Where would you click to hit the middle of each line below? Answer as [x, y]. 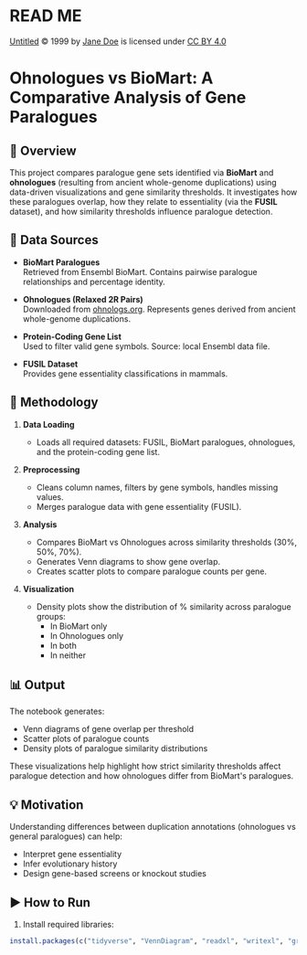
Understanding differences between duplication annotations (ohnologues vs [153, 827]
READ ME [46, 16]
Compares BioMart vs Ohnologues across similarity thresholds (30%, [166, 542]
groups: [51, 616]
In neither [68, 655]
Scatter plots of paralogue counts [86, 739]
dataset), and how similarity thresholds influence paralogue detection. [141, 211]
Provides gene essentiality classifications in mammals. [125, 373]
